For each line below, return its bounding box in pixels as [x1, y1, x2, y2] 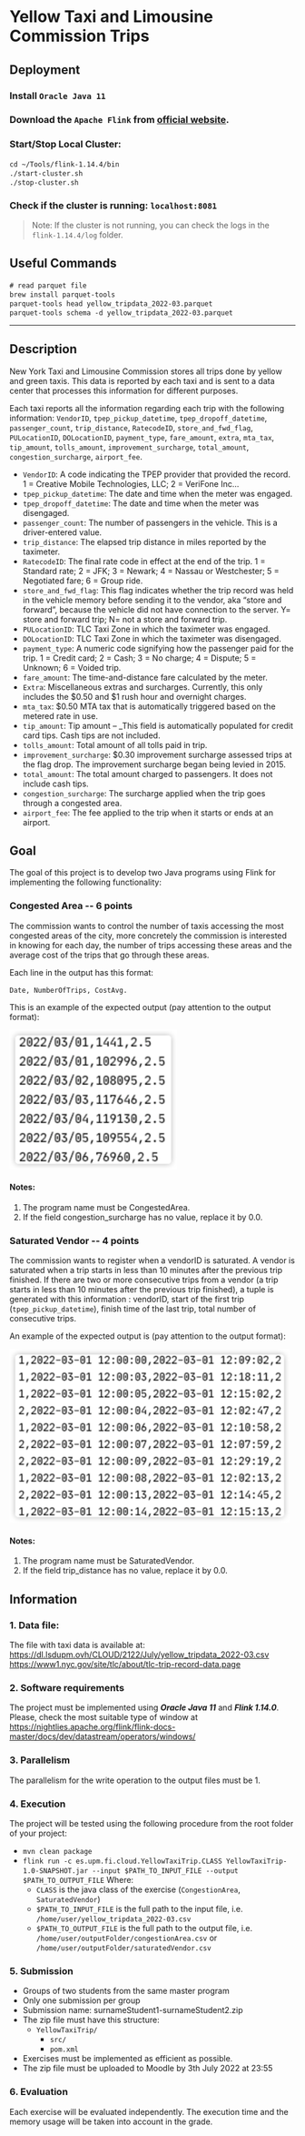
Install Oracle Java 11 [9, 89, 106, 102]
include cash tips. [22, 778, 89, 789]
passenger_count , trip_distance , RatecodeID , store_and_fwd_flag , [9, 421, 253, 433]
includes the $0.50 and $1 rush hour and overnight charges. [22, 691, 247, 702]
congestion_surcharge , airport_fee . [9, 450, 143, 461]
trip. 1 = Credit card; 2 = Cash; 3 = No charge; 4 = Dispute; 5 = [22, 653, 257, 663]
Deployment [9, 62, 81, 77]
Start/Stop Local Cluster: [9, 138, 122, 151]
